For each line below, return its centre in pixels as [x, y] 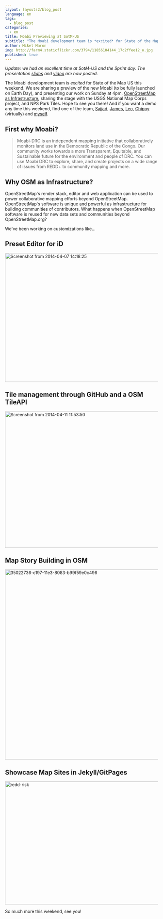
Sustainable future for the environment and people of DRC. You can [84, 156]
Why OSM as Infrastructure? [49, 182]
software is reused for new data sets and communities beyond [67, 214]
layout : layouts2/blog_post [33, 9]
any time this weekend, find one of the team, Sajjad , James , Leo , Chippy [77, 109]
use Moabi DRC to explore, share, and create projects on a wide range [87, 162]
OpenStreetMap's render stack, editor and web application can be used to [79, 194]
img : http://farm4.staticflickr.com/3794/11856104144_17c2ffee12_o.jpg [79, 50]
